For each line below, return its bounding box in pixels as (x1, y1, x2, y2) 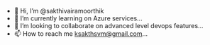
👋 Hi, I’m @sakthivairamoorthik (13, 7, 104, 15)
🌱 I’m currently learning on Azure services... (13, 14, 143, 22)
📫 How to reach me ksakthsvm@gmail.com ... (13, 30, 148, 38)
